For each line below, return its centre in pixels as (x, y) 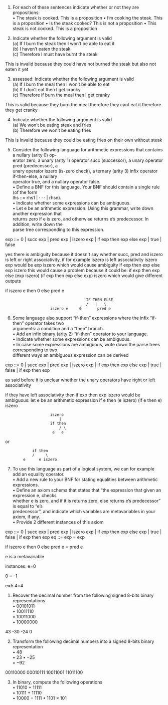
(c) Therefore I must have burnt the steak (55, 54)
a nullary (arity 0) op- (34, 155)
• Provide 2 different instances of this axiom (58, 522)
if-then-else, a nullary (35, 176)
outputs (13, 281)
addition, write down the (37, 224)
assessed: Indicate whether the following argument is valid (73, 79)
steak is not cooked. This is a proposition (55, 29)
